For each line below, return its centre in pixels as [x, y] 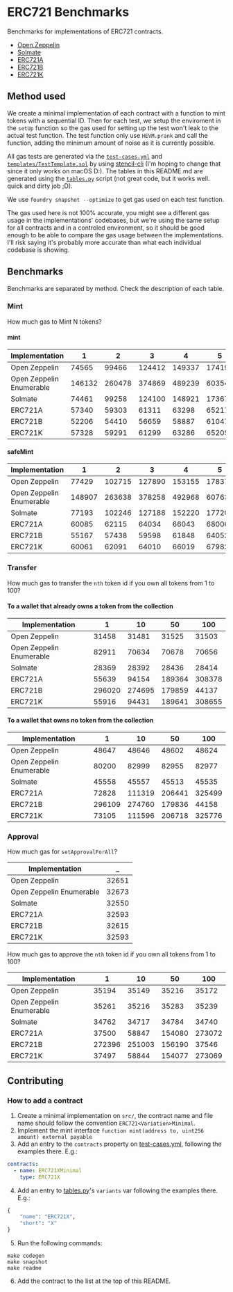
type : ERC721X [40, 1177]
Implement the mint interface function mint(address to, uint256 [111, 1130]
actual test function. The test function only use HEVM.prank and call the [107, 135]
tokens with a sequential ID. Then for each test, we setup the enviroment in [114, 120]
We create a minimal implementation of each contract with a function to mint [116, 113]
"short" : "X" [38, 1223]
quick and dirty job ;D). [40, 186]
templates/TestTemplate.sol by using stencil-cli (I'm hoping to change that [114, 164]
